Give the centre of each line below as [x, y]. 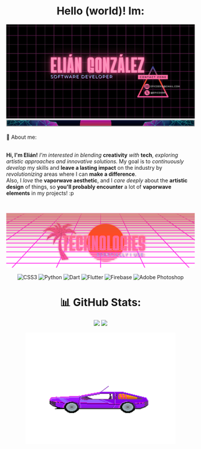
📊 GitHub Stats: [100, 302]
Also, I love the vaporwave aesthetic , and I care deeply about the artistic [97, 180]
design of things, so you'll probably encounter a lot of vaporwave [89, 187]
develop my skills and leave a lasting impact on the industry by [84, 167]
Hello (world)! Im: [100, 11]
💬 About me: [22, 137]
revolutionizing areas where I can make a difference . [71, 174]
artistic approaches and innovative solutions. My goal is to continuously [95, 161]
